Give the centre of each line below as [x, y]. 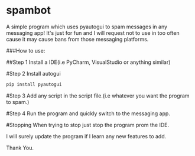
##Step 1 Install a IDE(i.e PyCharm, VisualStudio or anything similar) [88, 62]
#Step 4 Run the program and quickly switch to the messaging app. [88, 113]
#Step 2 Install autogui [33, 73]
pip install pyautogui [34, 84]
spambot [29, 10]
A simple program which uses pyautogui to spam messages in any [87, 27]
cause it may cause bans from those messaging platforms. [77, 39]
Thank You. [20, 148]
